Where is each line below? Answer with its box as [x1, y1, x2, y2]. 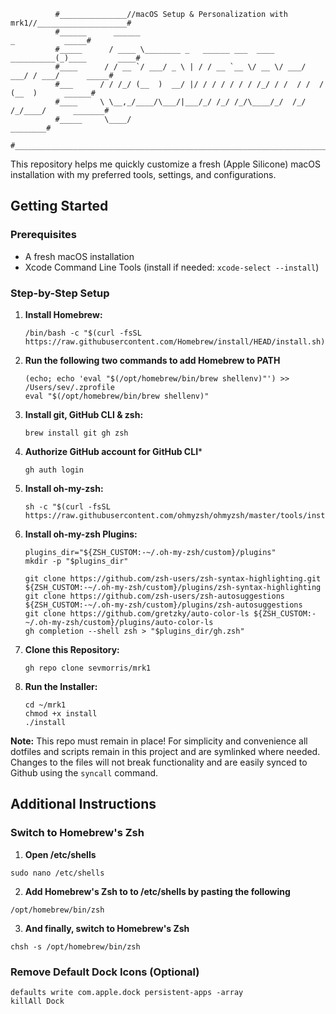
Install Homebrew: [24, 308, 103, 320]
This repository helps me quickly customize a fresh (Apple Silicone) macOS [10, 158, 322, 170]
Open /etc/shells [24, 848, 97, 860]
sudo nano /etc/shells [10, 868, 105, 878]
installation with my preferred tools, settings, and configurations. [10, 169, 277, 180]
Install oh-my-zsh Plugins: [24, 528, 138, 540]
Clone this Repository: [24, 643, 120, 655]
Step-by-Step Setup [10, 286, 110, 300]
